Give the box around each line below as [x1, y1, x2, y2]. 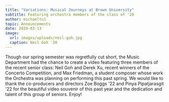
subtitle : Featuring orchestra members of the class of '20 [5, 12, 135, 17]
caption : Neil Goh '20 [10, 40, 58, 45]
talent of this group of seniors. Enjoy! [5, 91, 82, 97]
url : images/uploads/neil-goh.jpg [10, 36, 82, 41]
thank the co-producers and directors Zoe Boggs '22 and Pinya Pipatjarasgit [5, 80, 164, 86]
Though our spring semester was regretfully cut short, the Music [5, 54, 140, 60]
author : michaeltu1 [5, 17, 46, 22]
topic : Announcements [5, 21, 51, 27]
